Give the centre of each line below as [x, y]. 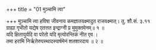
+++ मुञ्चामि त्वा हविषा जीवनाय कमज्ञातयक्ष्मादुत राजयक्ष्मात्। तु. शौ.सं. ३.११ [78, 21]
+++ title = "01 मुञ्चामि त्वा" [36, 9]
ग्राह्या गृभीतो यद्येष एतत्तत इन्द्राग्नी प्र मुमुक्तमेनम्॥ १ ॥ [55, 28]
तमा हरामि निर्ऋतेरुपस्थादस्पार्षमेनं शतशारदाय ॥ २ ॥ [55, 41]
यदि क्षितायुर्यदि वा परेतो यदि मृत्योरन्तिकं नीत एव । [52, 35]
